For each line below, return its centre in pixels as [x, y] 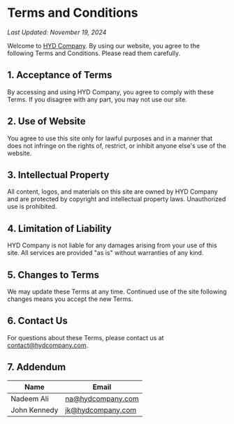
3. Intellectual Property [58, 175]
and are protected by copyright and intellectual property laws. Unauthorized [117, 199]
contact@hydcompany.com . [48, 345]
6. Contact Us [37, 321]
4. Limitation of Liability [59, 228]
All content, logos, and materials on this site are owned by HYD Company [112, 192]
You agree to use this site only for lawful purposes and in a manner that [110, 138]
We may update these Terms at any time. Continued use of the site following [117, 292]
